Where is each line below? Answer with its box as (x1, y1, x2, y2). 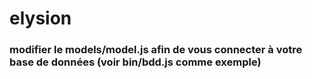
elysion (9, 7, 72, 30)
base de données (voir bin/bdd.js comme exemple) (9, 55, 262, 69)
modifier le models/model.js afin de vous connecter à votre (9, 43, 303, 57)
